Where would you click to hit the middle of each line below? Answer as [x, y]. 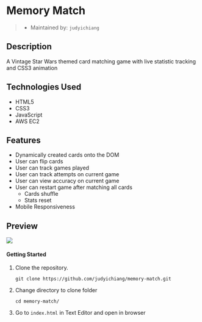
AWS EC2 [27, 121]
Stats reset [38, 200]
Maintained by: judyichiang [65, 27]
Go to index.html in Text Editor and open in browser [80, 313]
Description [29, 47]
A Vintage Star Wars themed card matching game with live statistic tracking [101, 61]
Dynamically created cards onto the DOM [67, 155]
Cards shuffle [41, 194]
